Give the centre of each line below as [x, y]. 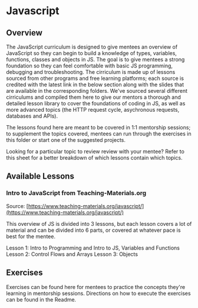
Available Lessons [40, 176]
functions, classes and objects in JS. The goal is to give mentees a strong [95, 59]
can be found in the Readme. [41, 299]
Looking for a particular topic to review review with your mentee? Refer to [95, 151]
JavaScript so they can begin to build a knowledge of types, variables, [91, 53]
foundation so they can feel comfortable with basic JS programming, [89, 66]
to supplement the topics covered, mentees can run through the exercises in [99, 134]
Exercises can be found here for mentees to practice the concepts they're [96, 287]
